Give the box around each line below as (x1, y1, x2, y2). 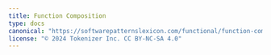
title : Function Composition (8, 11, 106, 20)
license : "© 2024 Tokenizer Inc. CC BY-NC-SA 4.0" (8, 34, 182, 43)
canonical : (8, 27, 45, 35)
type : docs (8, 19, 45, 27)
